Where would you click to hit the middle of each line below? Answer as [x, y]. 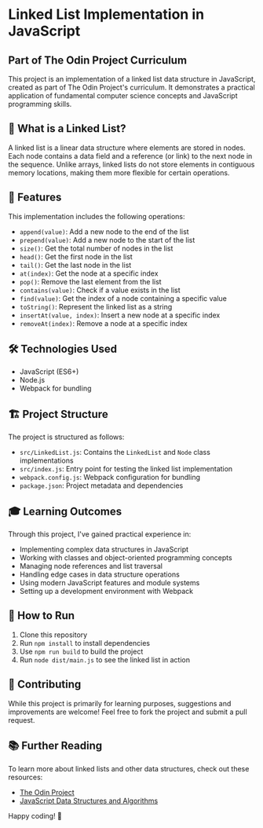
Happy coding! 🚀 [35, 815]
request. [22, 720]
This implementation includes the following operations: [97, 216]
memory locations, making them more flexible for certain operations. [119, 172]
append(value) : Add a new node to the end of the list [104, 231]
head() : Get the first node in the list [76, 256]
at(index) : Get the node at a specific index [89, 273]
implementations [46, 460]
